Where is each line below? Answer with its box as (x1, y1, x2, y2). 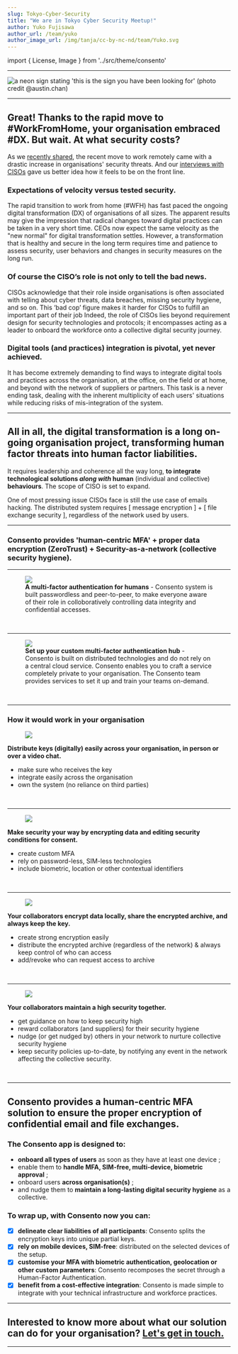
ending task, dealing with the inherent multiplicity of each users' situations (7, 391, 225, 400)
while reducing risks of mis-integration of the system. (7, 398, 164, 407)
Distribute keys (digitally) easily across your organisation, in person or (7, 744, 219, 753)
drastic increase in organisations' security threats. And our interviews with (7, 160, 225, 168)
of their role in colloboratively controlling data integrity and (25, 598, 196, 606)
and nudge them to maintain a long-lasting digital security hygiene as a (17, 1185, 231, 1194)
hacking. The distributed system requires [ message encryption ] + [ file (7, 503, 217, 512)
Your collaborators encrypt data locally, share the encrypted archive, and (7, 912, 228, 920)
